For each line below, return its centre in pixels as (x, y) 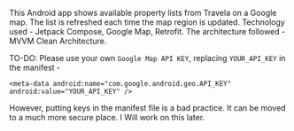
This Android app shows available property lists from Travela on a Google (143, 13)
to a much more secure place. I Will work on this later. (107, 117)
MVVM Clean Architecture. (58, 41)
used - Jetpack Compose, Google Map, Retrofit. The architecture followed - (147, 31)
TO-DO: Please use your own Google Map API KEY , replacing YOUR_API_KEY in (147, 58)
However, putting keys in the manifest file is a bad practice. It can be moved (147, 108)
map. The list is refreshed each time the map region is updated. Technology (147, 22)
